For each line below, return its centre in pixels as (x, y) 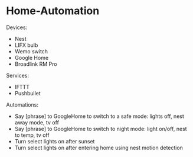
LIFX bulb (26, 45)
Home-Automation (53, 11)
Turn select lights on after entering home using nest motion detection (99, 148)
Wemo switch (31, 51)
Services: (18, 75)
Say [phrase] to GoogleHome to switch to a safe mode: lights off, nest (99, 116)
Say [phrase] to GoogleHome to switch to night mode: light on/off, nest (101, 129)
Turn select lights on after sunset (55, 141)
